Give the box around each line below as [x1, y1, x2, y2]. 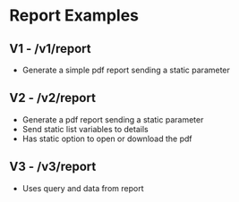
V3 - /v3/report [9, 159, 97, 174]
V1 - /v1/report [9, 41, 91, 56]
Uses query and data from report [21, 182, 144, 193]
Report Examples [9, 5, 139, 26]
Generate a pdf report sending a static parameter [21, 114, 204, 125]
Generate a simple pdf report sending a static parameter [21, 64, 231, 75]
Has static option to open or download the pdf [21, 133, 192, 144]
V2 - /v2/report [9, 90, 97, 105]
